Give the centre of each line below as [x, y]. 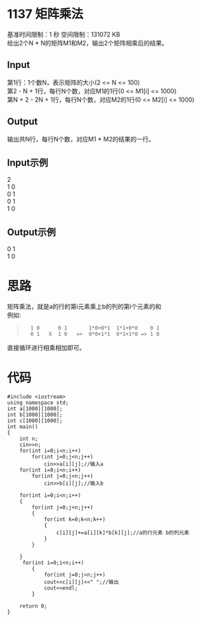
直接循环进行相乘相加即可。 [46, 348]
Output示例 [32, 232]
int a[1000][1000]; [35, 409]
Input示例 [27, 162]
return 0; [34, 606]
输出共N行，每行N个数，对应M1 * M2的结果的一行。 [81, 139]
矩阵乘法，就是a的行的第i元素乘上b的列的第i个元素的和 [84, 307]
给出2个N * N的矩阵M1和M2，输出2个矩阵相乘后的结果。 [87, 43]
